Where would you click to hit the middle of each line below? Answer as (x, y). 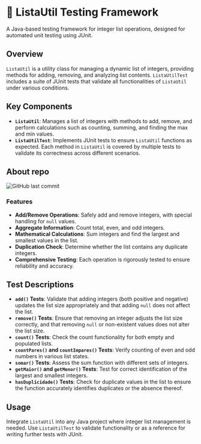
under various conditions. (38, 88)
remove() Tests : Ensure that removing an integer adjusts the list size (99, 318)
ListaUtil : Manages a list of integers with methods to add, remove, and (103, 121)
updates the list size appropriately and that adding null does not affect (102, 305)
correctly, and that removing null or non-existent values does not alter (102, 325)
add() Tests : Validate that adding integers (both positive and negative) (102, 299)
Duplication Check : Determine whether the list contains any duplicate (101, 247)
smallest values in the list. (47, 240)
